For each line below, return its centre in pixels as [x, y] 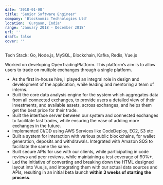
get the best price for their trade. [45, 110]
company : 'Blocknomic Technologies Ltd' [47, 18]
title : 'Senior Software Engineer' [41, 14]
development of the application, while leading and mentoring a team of [83, 84]
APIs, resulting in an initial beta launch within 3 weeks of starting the [81, 172]
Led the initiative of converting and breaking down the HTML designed [83, 162]
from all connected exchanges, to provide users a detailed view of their [83, 100]
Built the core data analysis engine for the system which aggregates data [85, 94]
